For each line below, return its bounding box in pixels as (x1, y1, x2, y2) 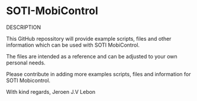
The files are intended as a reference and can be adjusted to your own (6, 53, 177, 60)
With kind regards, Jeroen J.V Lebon (6, 88, 96, 95)
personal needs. (6, 59, 46, 66)
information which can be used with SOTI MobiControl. (6, 41, 140, 48)
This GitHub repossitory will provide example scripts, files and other (6, 35, 172, 42)
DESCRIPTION (6, 24, 41, 31)
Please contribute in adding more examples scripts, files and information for (6, 70, 191, 77)
